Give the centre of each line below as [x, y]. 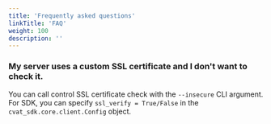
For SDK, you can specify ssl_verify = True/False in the [104, 102]
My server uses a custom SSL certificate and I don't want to [128, 67]
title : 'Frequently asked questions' [72, 16]
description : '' [36, 38]
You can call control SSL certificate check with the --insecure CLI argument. [136, 94]
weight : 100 [28, 31]
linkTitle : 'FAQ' [38, 23]
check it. [26, 76]
